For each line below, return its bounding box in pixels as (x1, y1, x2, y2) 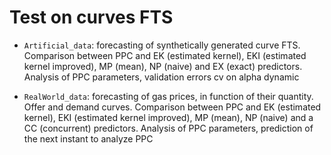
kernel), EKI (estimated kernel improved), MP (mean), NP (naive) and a (23, 111, 314, 123)
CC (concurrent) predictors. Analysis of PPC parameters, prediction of (23, 122, 314, 134)
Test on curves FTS (9, 6, 174, 29)
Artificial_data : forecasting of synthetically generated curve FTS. (23, 39, 301, 51)
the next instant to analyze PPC (23, 132, 154, 145)
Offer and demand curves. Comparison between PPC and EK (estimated (23, 101, 322, 113)
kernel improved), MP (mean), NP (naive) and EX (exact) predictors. (23, 60, 303, 72)
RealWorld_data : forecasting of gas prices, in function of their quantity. (23, 90, 314, 102)
